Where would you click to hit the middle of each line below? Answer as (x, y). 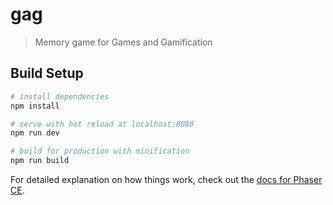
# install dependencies (60, 96)
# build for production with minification (100, 151)
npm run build (40, 161)
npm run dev (35, 133)
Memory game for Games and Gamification (123, 42)
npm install (35, 106)
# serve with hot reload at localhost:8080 (102, 124)
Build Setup (47, 73)
